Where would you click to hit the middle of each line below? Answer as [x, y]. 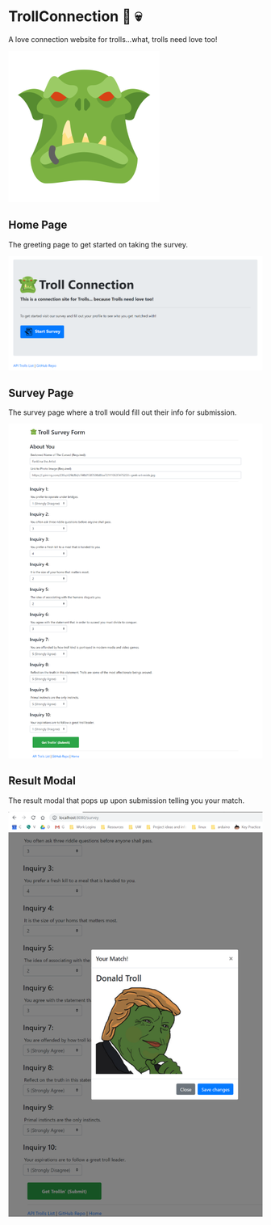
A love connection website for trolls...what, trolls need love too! [113, 39]
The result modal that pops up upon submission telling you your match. [126, 800]
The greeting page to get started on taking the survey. [98, 244]
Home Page [38, 225]
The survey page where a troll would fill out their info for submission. [123, 412]
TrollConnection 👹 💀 [75, 17]
